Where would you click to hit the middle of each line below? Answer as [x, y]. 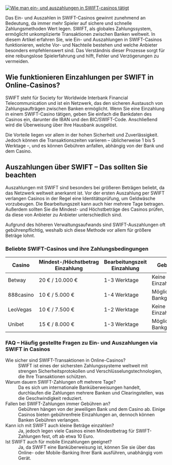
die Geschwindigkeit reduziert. [50, 398]
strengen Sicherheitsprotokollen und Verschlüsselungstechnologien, [90, 371]
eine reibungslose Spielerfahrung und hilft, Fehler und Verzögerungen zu [82, 56]
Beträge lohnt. [20, 235]
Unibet [16, 324]
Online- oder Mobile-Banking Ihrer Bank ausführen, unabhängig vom [90, 453]
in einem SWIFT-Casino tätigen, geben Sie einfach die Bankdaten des [79, 114]
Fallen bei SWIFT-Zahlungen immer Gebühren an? [58, 404]
